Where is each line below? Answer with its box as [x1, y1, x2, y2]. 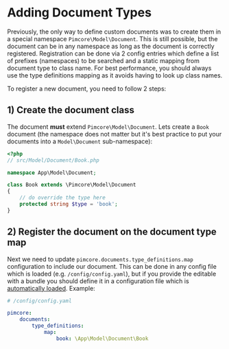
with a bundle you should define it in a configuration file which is [7, 276, 190, 285]
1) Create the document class [7, 104, 135, 116]
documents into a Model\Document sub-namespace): [7, 137, 153, 145]
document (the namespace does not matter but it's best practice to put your [7, 130, 222, 138]
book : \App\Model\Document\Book [56, 335, 149, 342]
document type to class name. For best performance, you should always [7, 64, 212, 72]
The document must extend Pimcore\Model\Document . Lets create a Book [7, 122, 209, 131]
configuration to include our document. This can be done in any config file [7, 262, 217, 270]
